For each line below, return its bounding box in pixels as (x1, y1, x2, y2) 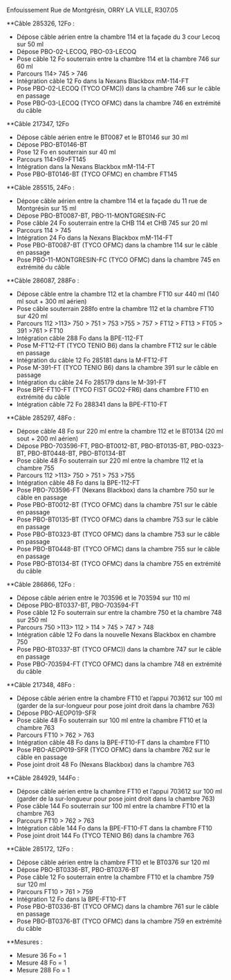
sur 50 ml (16, 40, 44, 48)
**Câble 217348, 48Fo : (6, 681, 75, 688)
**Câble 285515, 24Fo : (6, 184, 75, 191)
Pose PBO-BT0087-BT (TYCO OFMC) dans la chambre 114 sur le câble (16, 241, 219, 249)
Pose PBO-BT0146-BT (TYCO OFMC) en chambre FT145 (16, 170, 178, 178)
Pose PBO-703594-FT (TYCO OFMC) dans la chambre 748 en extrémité (16, 660, 222, 668)
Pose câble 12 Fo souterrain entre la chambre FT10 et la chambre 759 (16, 873, 214, 881)
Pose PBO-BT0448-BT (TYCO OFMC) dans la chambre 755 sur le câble (16, 545, 221, 553)
